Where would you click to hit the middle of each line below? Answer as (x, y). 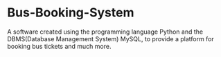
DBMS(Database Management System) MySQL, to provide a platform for (111, 38)
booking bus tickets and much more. (59, 46)
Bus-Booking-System (71, 13)
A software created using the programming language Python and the (105, 32)
